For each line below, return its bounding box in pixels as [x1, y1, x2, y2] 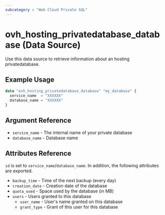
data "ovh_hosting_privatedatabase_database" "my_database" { [5, 89, 137, 94]
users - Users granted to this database [12, 193, 91, 199]
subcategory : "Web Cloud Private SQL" [5, 7, 88, 12]
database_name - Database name [12, 135, 79, 141]
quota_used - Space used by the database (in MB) [12, 188, 114, 194]
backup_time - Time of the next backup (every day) [12, 177, 116, 183]
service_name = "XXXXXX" [9, 93, 64, 99]
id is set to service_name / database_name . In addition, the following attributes [5, 162, 159, 168]
